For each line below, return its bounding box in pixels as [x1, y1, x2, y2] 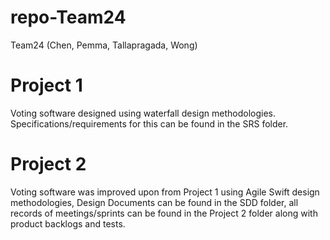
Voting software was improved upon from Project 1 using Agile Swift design [10, 186, 320, 198]
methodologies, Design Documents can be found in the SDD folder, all [10, 196, 299, 208]
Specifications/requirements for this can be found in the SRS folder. [10, 117, 289, 130]
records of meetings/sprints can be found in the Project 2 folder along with [10, 207, 318, 219]
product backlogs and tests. [10, 217, 126, 230]
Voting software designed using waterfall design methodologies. [10, 107, 276, 119]
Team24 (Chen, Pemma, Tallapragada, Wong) [10, 39, 198, 51]
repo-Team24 [10, 6, 127, 29]
